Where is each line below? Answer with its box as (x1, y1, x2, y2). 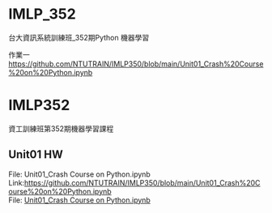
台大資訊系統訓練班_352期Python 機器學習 (8, 32, 150, 42)
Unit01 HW (8, 147, 63, 162)
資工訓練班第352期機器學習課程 (8, 123, 114, 134)
